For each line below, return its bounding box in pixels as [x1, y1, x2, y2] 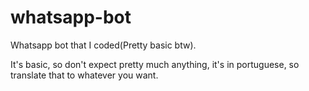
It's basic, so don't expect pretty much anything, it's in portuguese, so [10, 58, 300, 70]
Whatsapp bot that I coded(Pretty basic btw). [10, 39, 197, 51]
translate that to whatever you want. [10, 69, 159, 81]
